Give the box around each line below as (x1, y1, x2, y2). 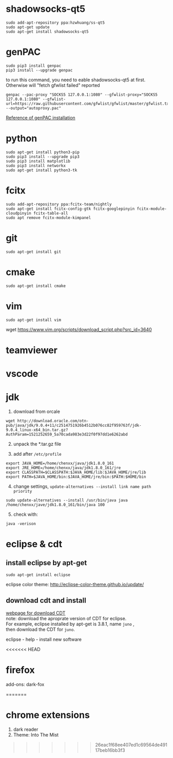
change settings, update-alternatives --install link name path (13, 483, 151, 489)
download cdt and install (6, 596, 86, 605)
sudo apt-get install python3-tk (6, 168, 78, 173)
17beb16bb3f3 (95, 747, 125, 753)
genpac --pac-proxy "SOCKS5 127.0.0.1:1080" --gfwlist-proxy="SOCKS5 (6, 92, 158, 97)
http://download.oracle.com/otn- (17, 418, 89, 423)
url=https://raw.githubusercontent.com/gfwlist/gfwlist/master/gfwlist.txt (6, 101, 171, 106)
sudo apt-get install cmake (6, 283, 66, 288)
